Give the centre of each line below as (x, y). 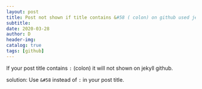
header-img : (21, 40)
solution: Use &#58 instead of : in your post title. (65, 79)
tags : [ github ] (25, 51)
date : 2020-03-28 (28, 29)
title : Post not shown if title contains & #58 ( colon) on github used (98, 17)
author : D (19, 34)
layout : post (23, 12)
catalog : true (24, 46)
